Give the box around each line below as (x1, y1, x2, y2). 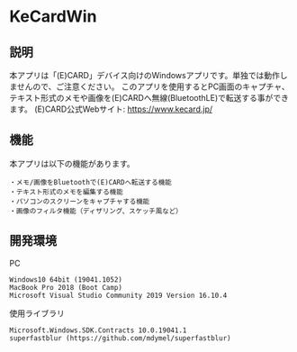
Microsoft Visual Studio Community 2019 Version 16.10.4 (9, 291, 228, 300)
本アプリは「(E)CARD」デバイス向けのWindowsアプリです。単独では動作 (9, 70, 281, 80)
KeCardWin (9, 6, 97, 27)
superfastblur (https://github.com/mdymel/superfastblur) (9, 333, 231, 343)
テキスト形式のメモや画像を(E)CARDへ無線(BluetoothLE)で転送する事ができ (9, 93, 290, 103)
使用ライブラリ (9, 308, 65, 319)
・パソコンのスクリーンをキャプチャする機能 (9, 196, 150, 206)
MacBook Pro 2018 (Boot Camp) (9, 283, 123, 292)
